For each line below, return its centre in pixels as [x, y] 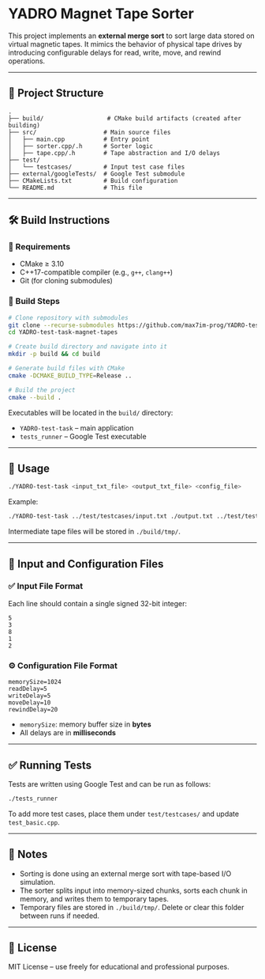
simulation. [37, 882]
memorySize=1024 [35, 682]
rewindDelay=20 [33, 710]
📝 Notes [28, 854]
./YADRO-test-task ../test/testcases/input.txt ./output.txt [111, 516]
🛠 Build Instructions [59, 220]
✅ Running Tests [50, 765]
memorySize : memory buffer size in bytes [85, 724]
